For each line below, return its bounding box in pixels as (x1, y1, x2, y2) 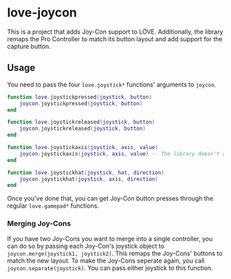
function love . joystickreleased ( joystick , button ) (7, 119, 155, 126)
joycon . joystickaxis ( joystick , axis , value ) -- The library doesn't (19, 150, 220, 157)
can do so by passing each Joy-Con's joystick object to (7, 242, 165, 250)
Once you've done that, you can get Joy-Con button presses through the (7, 194, 214, 203)
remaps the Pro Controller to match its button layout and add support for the (7, 34, 223, 43)
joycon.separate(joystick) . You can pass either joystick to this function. (7, 263, 213, 272)
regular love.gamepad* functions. (7, 201, 100, 210)
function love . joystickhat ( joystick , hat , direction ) (7, 169, 165, 176)
